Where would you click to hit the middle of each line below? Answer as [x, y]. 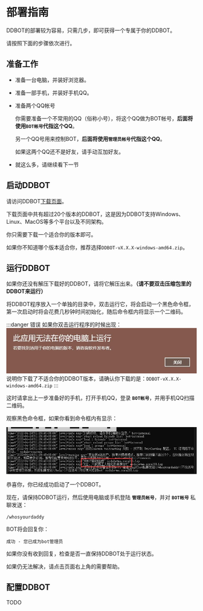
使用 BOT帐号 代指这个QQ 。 [46, 126]
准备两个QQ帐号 [35, 105]
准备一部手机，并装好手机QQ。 [53, 93]
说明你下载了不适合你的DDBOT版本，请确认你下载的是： [76, 378]
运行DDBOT [28, 268]
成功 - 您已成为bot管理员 [35, 542]
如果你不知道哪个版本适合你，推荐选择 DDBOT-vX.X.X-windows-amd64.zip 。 [97, 247]
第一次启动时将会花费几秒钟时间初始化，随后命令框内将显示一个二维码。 [96, 312]
